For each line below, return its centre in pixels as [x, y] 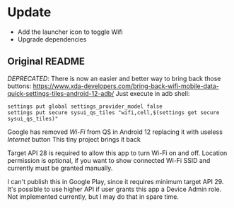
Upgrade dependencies [52, 39]
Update [29, 12]
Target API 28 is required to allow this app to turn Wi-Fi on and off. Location [117, 153]
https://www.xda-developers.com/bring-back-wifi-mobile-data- [126, 86]
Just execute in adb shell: [153, 93]
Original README [46, 62]
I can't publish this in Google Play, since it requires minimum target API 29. [116, 181]
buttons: [19, 86]
